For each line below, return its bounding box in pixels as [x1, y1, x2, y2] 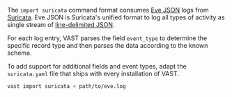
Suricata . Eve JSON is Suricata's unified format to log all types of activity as [7, 13, 225, 21]
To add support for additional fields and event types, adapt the [7, 62, 187, 70]
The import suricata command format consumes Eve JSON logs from [7, 6, 209, 14]
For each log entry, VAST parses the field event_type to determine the [7, 34, 208, 42]
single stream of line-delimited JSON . [7, 21, 115, 28]
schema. [7, 48, 32, 57]
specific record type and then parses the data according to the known [7, 42, 208, 49]
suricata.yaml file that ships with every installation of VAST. [7, 69, 180, 78]
